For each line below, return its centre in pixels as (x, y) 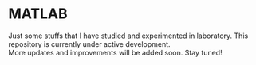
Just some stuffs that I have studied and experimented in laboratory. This (128, 36)
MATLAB (38, 14)
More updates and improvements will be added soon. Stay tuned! (115, 52)
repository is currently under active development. (89, 44)
